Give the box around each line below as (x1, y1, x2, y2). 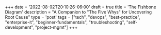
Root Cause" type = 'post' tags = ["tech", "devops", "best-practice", (5, 14, 141, 20)
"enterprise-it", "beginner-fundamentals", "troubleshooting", (5, 19, 125, 25)
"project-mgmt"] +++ (35, 24, 78, 30)
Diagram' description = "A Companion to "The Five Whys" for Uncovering (5, 9, 152, 15)
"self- (126, 19, 138, 25)
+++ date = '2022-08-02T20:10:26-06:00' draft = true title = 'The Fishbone (5, 4, 157, 10)
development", (5, 24, 34, 30)
